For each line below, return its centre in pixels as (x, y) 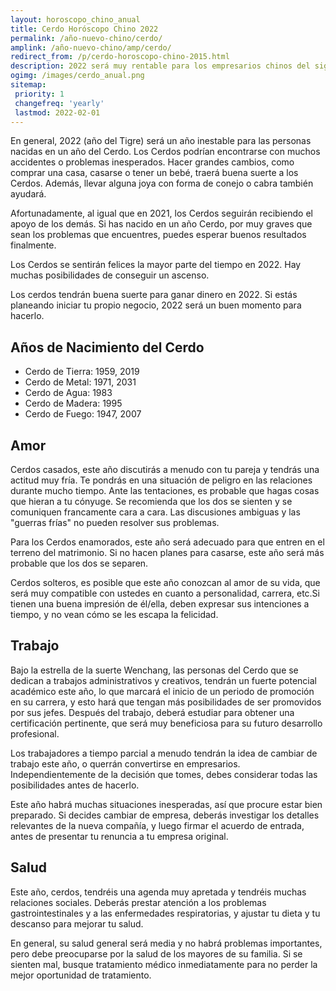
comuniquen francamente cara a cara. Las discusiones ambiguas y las (155, 512)
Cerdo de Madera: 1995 (73, 403)
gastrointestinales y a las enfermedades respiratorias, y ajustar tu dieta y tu (165, 913)
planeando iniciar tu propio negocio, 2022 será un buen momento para (156, 305)
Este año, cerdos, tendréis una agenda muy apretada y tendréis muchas (158, 892)
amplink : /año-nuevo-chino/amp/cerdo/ (91, 47)
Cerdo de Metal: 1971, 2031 (80, 382)
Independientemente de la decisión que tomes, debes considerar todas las (164, 774)
